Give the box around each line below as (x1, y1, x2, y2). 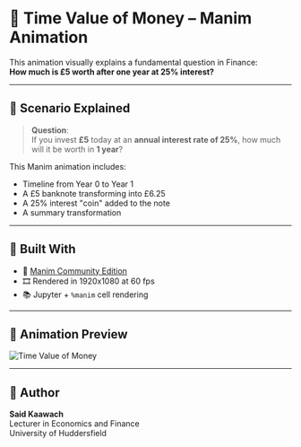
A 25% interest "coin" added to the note (21, 197, 170, 208)
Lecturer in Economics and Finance (9, 418, 141, 429)
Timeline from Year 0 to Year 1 (21, 179, 134, 189)
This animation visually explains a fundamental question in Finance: (9, 57, 258, 67)
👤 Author (9, 385, 60, 400)
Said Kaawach (9, 408, 64, 420)
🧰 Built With (9, 241, 76, 257)
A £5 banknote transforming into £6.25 (21, 188, 166, 198)
